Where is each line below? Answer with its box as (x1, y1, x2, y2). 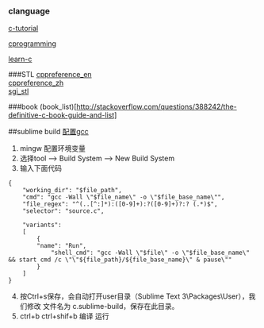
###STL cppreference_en (8, 70, 93, 79)
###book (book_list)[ (8, 102, 77, 112)
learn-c (8, 54, 33, 64)
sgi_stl (8, 87, 29, 96)
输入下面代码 (19, 164, 62, 173)
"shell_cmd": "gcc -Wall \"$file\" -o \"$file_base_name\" (50, 249, 250, 257)
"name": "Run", (36, 242, 87, 250)
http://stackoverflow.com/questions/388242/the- (76, 102, 238, 112)
